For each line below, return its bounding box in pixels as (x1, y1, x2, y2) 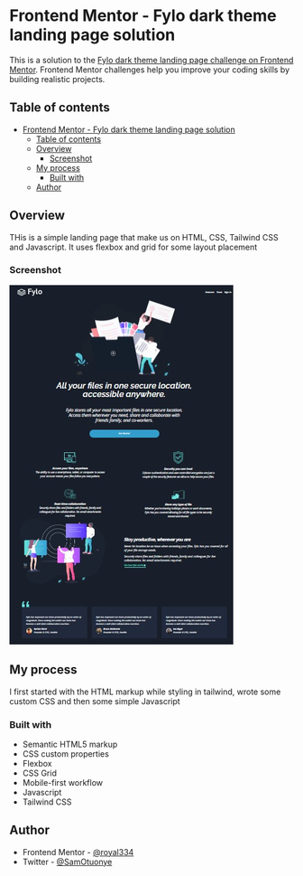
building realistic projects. (9, 73, 106, 84)
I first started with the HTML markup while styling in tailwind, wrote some (9, 686, 281, 697)
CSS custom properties (22, 748, 110, 759)
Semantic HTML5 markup (22, 739, 118, 749)
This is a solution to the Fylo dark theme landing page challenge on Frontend (9, 54, 294, 65)
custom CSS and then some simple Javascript (9, 695, 180, 706)
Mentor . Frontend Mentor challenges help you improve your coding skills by (9, 64, 290, 75)
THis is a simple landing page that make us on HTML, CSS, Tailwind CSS (9, 231, 279, 242)
